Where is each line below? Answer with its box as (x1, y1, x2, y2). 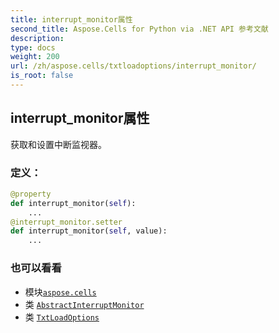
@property (10, 189, 52, 199)
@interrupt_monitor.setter (10, 217, 123, 227)
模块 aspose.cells (24, 286, 97, 298)
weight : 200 (10, 52, 60, 62)
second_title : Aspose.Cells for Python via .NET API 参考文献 (10, 24, 269, 34)
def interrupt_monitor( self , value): (10, 226, 168, 236)
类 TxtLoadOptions (24, 311, 100, 323)
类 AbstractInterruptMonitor (24, 298, 145, 310)
